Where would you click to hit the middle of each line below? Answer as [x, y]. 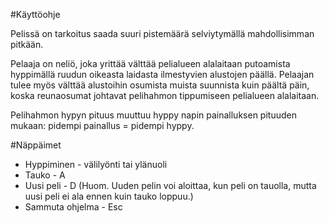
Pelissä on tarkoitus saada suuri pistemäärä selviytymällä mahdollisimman [162, 33]
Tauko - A [45, 175]
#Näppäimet [36, 145]
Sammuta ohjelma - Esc [73, 207]
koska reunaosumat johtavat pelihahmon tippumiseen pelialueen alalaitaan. [165, 95]
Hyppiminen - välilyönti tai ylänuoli [96, 164]
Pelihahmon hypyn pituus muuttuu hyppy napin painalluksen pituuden [153, 115]
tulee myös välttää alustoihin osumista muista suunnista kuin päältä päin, [160, 85]
